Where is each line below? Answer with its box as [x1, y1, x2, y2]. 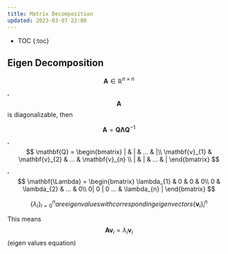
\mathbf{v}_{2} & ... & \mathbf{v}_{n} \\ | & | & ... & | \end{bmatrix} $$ [18, 155, 220, 163]
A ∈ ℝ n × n [103, 76, 135, 85]
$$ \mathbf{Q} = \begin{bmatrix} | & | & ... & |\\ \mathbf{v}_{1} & [25, 147, 212, 156]
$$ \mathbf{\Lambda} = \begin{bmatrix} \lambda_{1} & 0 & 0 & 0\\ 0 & [17, 177, 221, 185]
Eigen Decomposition [7, 57, 104, 69]
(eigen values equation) [7, 238, 76, 247]
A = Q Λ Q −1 [102, 124, 136, 134]
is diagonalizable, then [7, 110, 73, 119]
